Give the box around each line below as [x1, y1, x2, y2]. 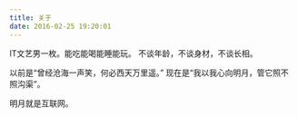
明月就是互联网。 [9, 97, 74, 109]
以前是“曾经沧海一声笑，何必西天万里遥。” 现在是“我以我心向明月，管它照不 [9, 67, 289, 78]
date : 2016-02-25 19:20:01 [9, 22, 112, 31]
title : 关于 [9, 13, 52, 23]
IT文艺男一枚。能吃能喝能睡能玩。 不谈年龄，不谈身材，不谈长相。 [9, 47, 258, 59]
